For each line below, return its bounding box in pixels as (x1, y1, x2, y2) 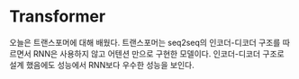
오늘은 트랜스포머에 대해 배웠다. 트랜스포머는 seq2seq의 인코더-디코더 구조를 (9, 37, 281, 48)
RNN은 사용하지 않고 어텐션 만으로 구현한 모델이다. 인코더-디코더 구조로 (32, 48, 285, 59)
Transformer (9, 6, 106, 27)
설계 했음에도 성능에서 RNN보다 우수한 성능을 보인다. (9, 59, 195, 70)
